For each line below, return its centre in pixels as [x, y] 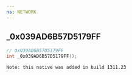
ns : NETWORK [21, 12]
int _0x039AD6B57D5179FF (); [42, 56]
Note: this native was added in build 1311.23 [66, 68]
